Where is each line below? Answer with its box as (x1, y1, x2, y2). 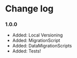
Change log (5, 3, 54, 14)
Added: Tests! (12, 48, 41, 54)
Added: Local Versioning (12, 32, 63, 38)
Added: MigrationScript (12, 37, 61, 43)
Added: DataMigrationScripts (12, 43, 72, 49)
